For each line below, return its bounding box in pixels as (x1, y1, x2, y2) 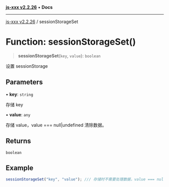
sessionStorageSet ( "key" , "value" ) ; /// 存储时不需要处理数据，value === (6, 177, 155, 182)
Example (6, 163, 34, 172)
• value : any (6, 111, 31, 117)
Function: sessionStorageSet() (6, 36, 136, 48)
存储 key (6, 101, 24, 107)
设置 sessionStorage (6, 63, 48, 69)
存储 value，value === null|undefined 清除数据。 (6, 122, 107, 128)
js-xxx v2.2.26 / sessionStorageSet (6, 19, 78, 25)
